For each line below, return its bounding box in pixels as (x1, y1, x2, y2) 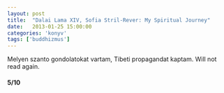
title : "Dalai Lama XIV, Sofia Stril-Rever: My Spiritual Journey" (7, 17, 211, 24)
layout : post (7, 10, 45, 17)
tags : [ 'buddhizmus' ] (7, 36, 70, 43)
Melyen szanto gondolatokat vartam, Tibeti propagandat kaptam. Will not (7, 55, 217, 63)
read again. (7, 62, 40, 71)
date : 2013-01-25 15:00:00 (7, 23, 92, 30)
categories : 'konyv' (7, 29, 68, 37)
